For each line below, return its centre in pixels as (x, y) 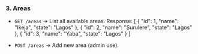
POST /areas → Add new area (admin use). (67, 45)
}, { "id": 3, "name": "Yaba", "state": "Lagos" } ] (72, 34)
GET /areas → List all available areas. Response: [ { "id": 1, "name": (96, 21)
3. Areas (18, 8)
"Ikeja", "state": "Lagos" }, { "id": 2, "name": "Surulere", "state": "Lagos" (103, 27)
